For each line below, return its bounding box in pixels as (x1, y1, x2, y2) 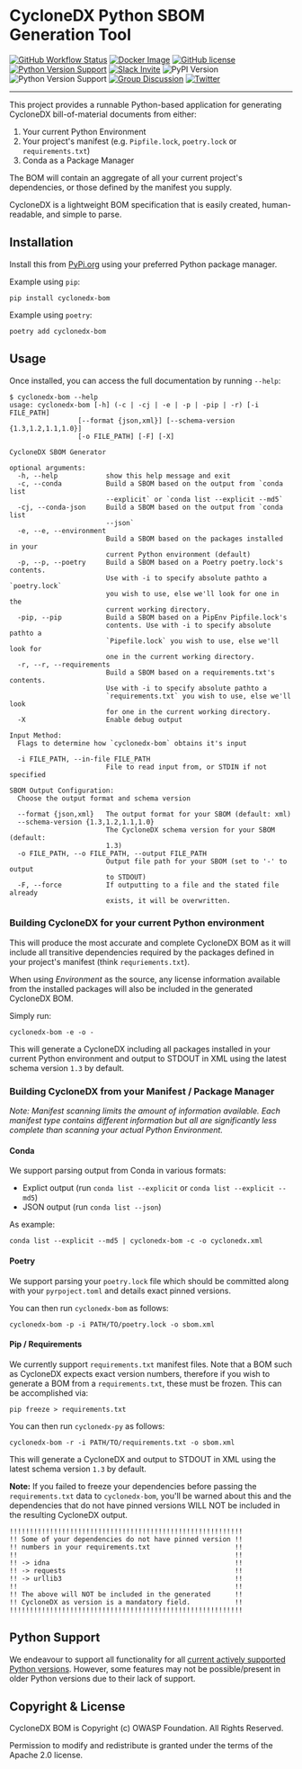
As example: (9, 1220, 56, 1230)
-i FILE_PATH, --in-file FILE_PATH (17, 755, 151, 764)
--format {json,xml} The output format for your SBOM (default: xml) (17, 809, 292, 818)
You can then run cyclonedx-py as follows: (9, 1420, 165, 1431)
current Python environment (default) (105, 549, 252, 558)
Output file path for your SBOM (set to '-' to (105, 856, 288, 866)
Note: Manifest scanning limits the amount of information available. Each (9, 1105, 280, 1116)
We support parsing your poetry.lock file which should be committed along (9, 1275, 289, 1286)
